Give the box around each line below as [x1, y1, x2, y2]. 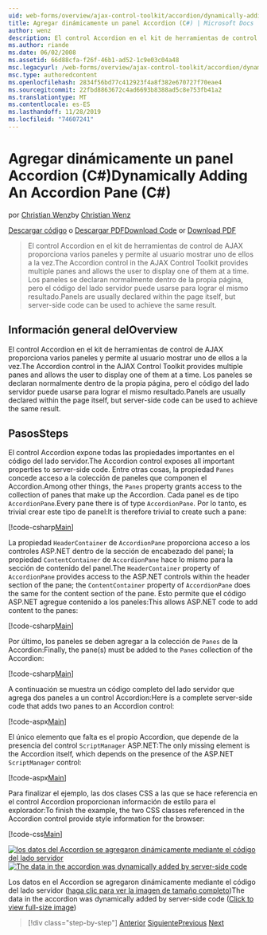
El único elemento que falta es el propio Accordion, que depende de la [8, 733, 239, 742]
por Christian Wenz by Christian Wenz [8, 210, 131, 219]
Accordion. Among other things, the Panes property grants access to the [8, 481, 242, 491]
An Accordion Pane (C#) [8, 184, 172, 202]
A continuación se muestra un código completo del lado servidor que [8, 685, 234, 694]
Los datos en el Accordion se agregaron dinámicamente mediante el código [8, 878, 256, 887]
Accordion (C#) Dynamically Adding [8, 167, 248, 185]
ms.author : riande [8, 41, 69, 49]
